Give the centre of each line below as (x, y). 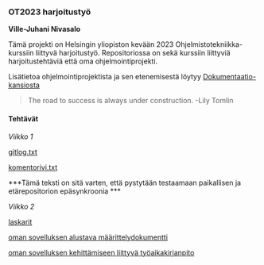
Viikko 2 (21, 206)
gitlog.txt (23, 152)
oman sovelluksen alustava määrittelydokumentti (88, 237)
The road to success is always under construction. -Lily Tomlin (130, 101)
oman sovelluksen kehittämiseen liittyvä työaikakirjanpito (101, 252)
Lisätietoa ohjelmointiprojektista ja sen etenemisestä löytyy (105, 77)
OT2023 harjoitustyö (50, 12)
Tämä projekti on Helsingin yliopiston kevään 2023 (91, 44)
